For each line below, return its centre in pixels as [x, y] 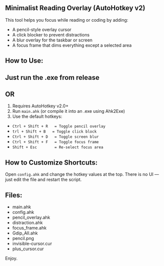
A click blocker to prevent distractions [51, 34]
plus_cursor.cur [28, 249]
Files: [14, 195]
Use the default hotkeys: [37, 116]
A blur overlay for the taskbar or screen [52, 40]
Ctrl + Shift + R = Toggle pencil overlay [59, 127]
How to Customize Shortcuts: [51, 162]
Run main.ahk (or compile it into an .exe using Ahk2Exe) [68, 111]
